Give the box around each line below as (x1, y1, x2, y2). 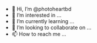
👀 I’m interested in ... (11, 12, 62, 19)
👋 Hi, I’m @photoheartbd (11, 6, 72, 12)
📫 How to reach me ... (11, 31, 66, 37)
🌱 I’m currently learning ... (11, 18, 75, 24)
